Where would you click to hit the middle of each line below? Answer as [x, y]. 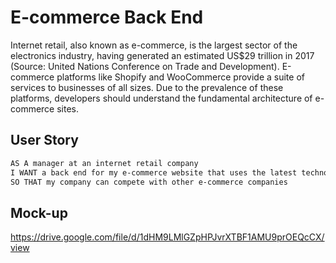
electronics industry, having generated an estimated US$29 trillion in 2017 [162, 55]
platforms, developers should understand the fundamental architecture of [161, 98]
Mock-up [39, 212]
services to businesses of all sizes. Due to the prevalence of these [147, 87]
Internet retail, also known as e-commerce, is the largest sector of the [154, 45]
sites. [68, 108]
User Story [44, 140]
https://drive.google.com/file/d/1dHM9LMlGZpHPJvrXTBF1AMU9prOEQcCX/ [167, 237]
